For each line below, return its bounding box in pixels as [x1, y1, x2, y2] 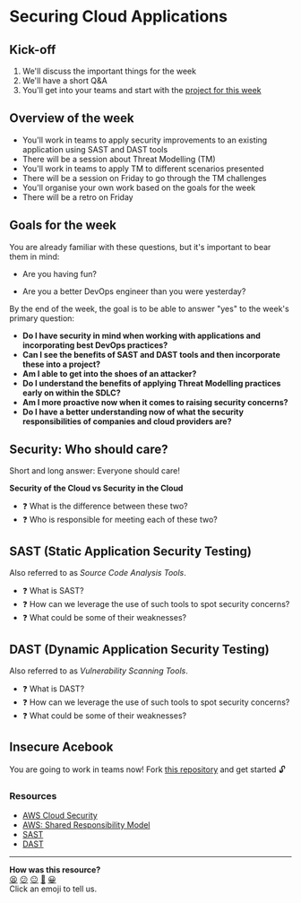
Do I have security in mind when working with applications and [21, 330, 262, 341]
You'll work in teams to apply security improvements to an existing [21, 135, 268, 145]
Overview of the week [9, 110, 134, 126]
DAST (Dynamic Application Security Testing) [9, 641, 271, 656]
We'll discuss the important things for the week [21, 65, 197, 76]
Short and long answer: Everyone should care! [9, 465, 181, 476]
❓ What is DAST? [21, 683, 85, 694]
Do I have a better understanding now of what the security [21, 406, 245, 417]
